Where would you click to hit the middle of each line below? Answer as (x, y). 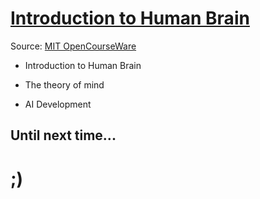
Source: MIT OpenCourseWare (73, 46)
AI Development (58, 104)
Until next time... (63, 135)
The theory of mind (64, 84)
